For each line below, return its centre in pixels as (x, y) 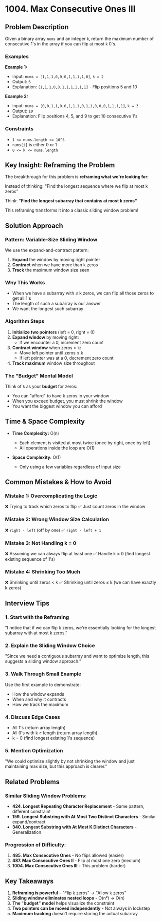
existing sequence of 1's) (30, 559)
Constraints (19, 129)
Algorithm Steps (25, 321)
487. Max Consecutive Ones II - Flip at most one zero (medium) (76, 861)
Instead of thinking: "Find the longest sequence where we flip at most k (77, 186)
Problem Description (37, 27)
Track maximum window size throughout (54, 363)
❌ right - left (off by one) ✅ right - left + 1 (53, 530)
